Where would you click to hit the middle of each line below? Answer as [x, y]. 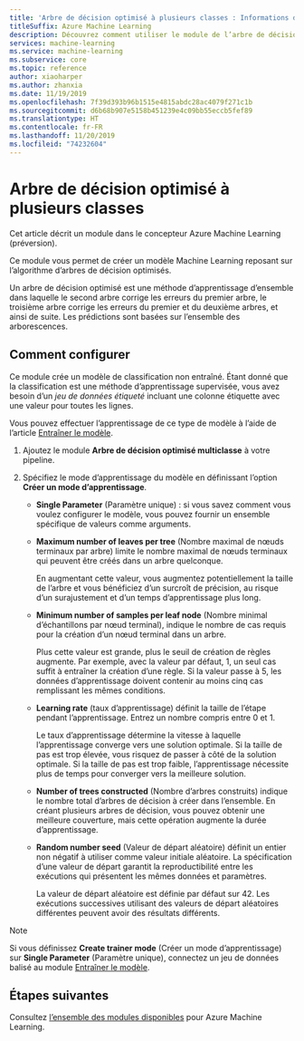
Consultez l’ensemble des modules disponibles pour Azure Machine [136, 1017]
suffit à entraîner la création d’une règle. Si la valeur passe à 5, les [159, 670]
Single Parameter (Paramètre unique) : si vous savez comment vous [163, 505]
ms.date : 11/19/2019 [48, 93]
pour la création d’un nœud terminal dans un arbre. [131, 634]
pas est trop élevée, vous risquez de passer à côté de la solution [156, 754]
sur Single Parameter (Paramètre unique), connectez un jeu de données [144, 958]
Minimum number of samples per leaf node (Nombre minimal [152, 615]
